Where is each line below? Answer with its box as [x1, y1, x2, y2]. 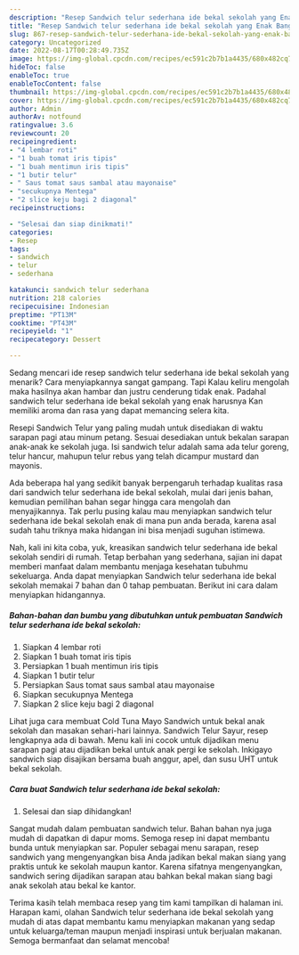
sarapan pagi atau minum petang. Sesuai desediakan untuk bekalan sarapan [9, 432, 289, 442]
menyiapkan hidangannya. [9, 590, 106, 600]
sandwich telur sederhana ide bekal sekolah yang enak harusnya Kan [9, 396, 263, 406]
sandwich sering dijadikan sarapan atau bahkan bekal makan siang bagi [9, 870, 273, 881]
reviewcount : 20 [9, 129, 69, 138]
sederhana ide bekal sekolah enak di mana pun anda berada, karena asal [9, 516, 277, 526]
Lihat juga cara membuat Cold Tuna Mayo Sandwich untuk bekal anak [9, 715, 265, 726]
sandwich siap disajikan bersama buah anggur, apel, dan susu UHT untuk [9, 754, 279, 764]
